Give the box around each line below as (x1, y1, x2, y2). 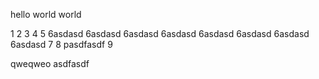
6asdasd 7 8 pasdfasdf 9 (10, 39, 113, 50)
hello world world (10, 9, 82, 20)
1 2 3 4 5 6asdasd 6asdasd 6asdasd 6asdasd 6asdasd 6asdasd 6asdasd (10, 28, 310, 39)
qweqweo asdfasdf (10, 58, 90, 69)
